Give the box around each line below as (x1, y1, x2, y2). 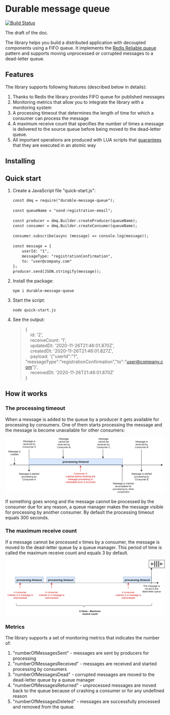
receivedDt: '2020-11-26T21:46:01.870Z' (30, 369, 115, 375)
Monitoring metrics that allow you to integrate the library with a (12, 99, 144, 105)
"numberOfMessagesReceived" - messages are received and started (12, 661, 157, 667)
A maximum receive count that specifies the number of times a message (12, 120, 164, 127)
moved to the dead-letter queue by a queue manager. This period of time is (5, 544, 162, 550)
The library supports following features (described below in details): (5, 84, 147, 90)
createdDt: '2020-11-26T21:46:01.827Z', (30, 348, 113, 354)
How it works (5, 389, 48, 398)
